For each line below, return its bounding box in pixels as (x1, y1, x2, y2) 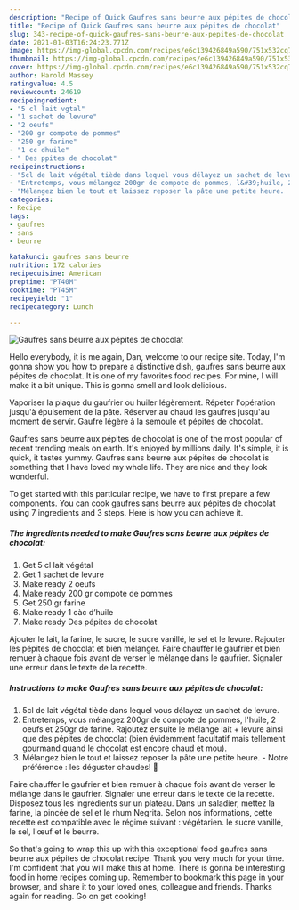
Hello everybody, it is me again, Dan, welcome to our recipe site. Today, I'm (9, 352, 286, 362)
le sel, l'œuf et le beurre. (9, 826, 100, 837)
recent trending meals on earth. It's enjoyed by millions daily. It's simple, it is (9, 443, 289, 454)
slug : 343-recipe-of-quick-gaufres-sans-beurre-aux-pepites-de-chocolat (9, 29, 285, 38)
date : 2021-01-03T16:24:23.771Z (9, 37, 129, 47)
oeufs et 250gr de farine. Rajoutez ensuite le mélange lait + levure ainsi (21, 724, 283, 735)
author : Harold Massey (9, 71, 93, 80)
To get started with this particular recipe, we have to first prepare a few (9, 489, 271, 500)
